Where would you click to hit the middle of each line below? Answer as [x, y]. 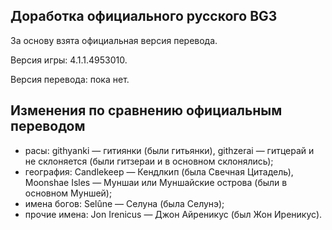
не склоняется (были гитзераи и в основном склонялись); [149, 161]
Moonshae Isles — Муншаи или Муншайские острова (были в [156, 182]
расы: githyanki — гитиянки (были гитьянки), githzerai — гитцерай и [169, 150]
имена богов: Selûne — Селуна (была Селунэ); [124, 203]
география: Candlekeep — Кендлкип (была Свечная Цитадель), [159, 171]
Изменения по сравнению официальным [146, 110]
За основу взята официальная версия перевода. [114, 40]
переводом [48, 126]
